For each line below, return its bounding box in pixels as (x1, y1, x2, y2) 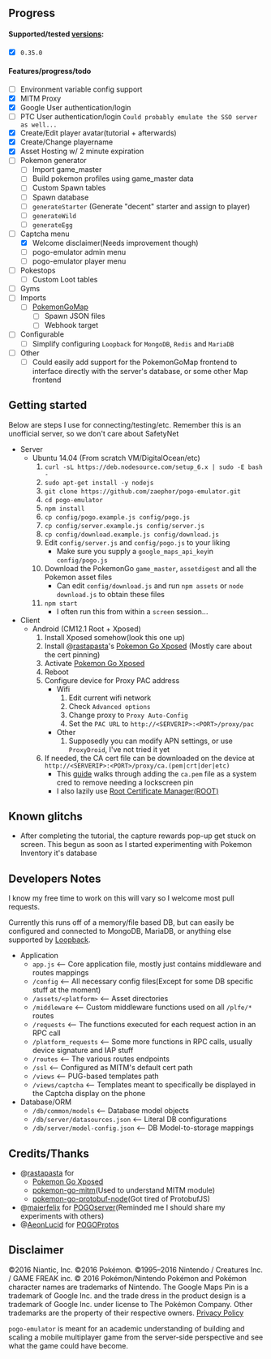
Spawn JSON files (44, 312, 105, 321)
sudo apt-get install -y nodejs (44, 479, 154, 487)
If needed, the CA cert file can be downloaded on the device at (44, 753, 256, 763)
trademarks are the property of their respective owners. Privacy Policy (8, 1308, 244, 1318)
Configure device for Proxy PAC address (44, 675, 180, 685)
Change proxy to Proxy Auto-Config (68, 710, 188, 720)
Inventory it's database (19, 848, 97, 858)
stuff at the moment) (32, 985, 101, 995)
